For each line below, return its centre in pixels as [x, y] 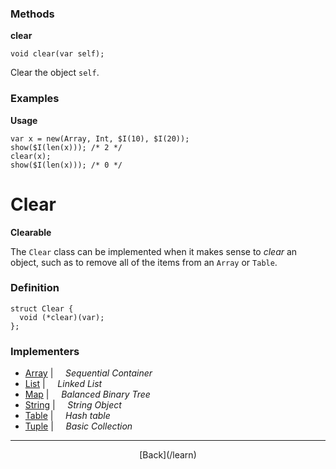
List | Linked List [63, 384]
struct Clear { [42, 308]
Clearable [31, 232]
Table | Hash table [67, 416]
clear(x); [31, 156]
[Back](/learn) [168, 455]
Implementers [45, 351]
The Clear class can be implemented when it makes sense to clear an [154, 251]
